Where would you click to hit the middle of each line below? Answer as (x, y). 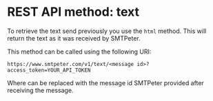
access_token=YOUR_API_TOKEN (49, 70)
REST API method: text (73, 12)
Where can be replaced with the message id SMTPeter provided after (106, 82)
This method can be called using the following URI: (79, 52)
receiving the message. (40, 90)
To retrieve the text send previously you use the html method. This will (107, 31)
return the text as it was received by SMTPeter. (74, 38)
